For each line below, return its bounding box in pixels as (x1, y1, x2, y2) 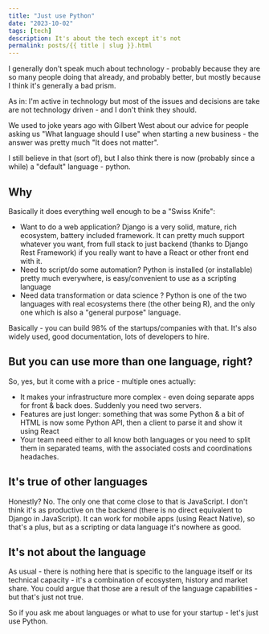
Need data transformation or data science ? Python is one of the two (19, 290, 247, 300)
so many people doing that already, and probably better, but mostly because (8, 72, 261, 82)
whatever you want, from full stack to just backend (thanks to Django (19, 239, 249, 249)
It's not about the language (8, 545, 146, 559)
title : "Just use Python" (8, 11, 95, 20)
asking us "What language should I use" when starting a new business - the (8, 130, 259, 139)
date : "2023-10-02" (8, 19, 74, 27)
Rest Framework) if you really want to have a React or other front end (19, 247, 249, 257)
